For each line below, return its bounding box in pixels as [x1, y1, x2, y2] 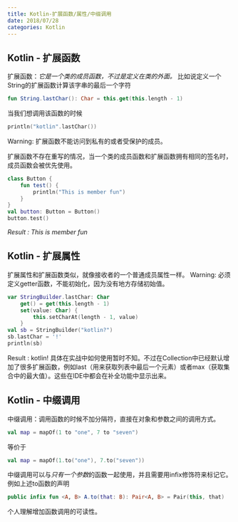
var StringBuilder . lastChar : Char [7, 293, 110, 301]
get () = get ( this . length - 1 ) [20, 300, 110, 307]
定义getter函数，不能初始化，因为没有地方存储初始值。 [7, 279, 169, 288]
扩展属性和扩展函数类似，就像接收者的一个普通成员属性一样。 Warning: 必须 [7, 270, 231, 278]
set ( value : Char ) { [20, 307, 78, 314]
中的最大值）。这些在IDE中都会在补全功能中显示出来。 [13, 371, 171, 380]
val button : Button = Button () [7, 208, 100, 216]
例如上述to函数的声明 [7, 479, 70, 488]
